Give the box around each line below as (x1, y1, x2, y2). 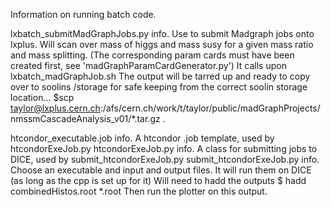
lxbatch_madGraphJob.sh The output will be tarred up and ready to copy (10, 70, 311, 82)
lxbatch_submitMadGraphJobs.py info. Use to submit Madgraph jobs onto (10, 28, 315, 39)
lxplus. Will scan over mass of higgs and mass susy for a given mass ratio (10, 39, 314, 50)
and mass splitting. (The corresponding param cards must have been (10, 49, 295, 61)
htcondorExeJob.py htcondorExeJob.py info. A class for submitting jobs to (10, 143, 318, 154)
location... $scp (10, 92, 75, 103)
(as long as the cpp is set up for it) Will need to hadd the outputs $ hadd (10, 175, 307, 186)
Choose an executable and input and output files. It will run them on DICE (10, 164, 312, 176)
